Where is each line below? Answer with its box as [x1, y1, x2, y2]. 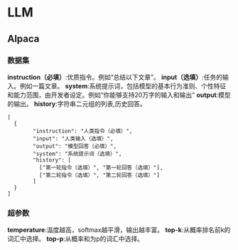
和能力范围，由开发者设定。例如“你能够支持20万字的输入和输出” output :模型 [7, 90, 231, 99]
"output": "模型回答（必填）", [33, 142, 117, 150]
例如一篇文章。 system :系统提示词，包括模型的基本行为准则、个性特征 [19, 81, 227, 90]
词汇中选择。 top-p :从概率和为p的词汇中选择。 [7, 234, 144, 243]
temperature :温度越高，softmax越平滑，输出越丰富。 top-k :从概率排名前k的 [7, 226, 231, 234]
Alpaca [7, 33, 40, 45]
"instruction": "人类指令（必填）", [33, 127, 133, 135]
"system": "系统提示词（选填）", [33, 150, 122, 157]
